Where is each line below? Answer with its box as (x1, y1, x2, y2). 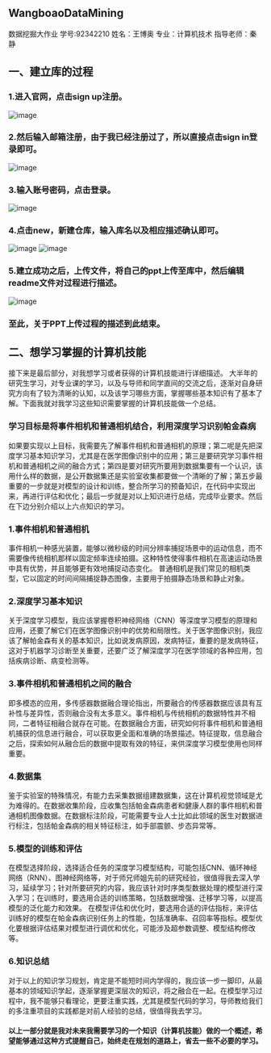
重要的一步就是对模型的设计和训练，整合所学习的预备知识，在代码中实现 (8, 480, 248, 491)
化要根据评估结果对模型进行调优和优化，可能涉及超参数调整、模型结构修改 (8, 924, 256, 933)
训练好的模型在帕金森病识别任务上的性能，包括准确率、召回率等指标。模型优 (8, 913, 263, 923)
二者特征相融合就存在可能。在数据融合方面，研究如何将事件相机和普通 (22, 718, 256, 728)
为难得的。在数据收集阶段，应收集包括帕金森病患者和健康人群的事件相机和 (8, 800, 256, 810)
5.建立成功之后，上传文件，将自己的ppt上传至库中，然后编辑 (8, 266, 244, 277)
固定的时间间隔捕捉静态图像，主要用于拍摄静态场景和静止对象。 (35, 573, 248, 584)
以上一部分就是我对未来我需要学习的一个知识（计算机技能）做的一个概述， (8, 1026, 256, 1036)
